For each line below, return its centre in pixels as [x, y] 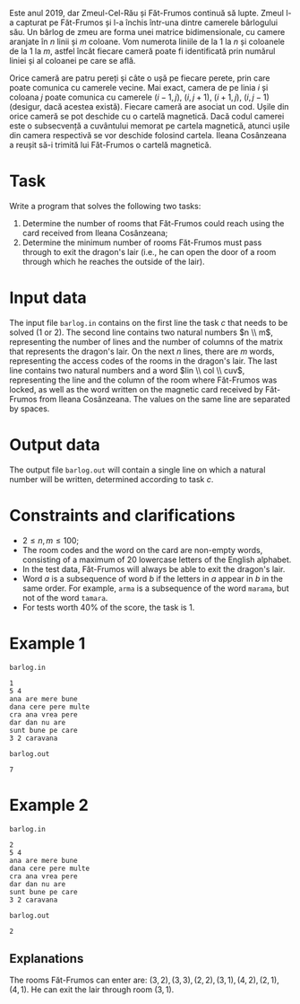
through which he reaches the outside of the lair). [113, 261]
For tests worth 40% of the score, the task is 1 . [108, 607]
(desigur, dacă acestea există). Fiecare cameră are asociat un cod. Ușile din [149, 106]
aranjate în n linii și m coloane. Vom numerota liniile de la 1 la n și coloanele [147, 41]
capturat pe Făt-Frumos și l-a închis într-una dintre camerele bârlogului [147, 22]
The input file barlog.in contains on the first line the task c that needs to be [149, 322]
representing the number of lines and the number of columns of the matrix [146, 341]
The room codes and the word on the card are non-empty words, [142, 550]
